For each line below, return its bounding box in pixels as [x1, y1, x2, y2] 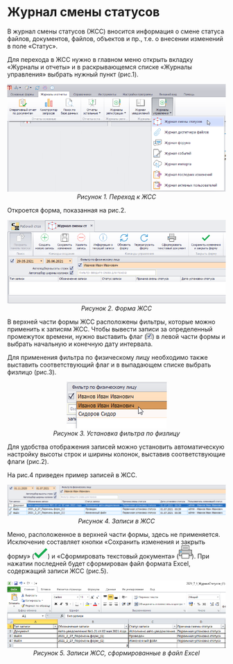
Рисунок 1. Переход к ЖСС [76, 192, 157, 201]
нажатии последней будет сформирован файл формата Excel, [7, 560, 191, 568]
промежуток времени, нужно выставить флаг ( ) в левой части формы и [7, 333, 225, 341]
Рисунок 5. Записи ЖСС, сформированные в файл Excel [33, 649, 200, 657]
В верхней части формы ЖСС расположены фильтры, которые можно [7, 317, 216, 326]
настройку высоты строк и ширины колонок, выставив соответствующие [7, 450, 225, 458]
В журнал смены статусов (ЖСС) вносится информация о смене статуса [7, 27, 225, 35]
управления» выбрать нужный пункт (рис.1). [7, 70, 139, 78]
